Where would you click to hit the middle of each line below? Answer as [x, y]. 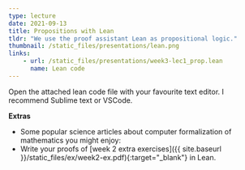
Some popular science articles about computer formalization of [126, 131]
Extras [19, 116]
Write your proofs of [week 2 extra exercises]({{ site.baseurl [120, 149]
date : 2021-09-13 [38, 23]
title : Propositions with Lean [61, 31]
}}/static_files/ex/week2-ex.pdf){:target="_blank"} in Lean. [118, 157]
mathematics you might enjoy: [71, 140]
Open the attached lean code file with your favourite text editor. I [116, 91]
